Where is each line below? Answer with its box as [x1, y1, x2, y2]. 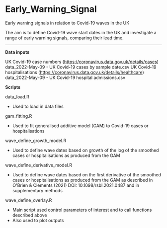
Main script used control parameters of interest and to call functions [12, 207, 152, 213]
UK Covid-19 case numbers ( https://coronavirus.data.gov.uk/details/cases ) [5, 59, 159, 65]
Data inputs [5, 49, 30, 55]
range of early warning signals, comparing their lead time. [5, 35, 124, 41]
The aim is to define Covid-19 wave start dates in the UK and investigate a [5, 29, 157, 35]
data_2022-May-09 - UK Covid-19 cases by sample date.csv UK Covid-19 [5, 64, 157, 70]
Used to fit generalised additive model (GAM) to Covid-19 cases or [12, 123, 149, 129]
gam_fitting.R [5, 113, 32, 119]
